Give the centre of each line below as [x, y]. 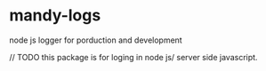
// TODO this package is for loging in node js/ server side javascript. [133, 57]
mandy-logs [55, 16]
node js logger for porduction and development [96, 40]
